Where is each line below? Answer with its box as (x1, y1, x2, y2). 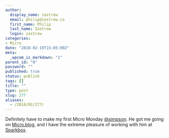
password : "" (5, 64, 33, 69)
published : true (5, 69, 40, 74)
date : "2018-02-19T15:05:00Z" (5, 45, 70, 50)
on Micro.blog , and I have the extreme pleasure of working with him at (5, 122, 153, 128)
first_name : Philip (10, 21, 51, 27)
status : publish (5, 74, 40, 79)
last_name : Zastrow (10, 26, 51, 32)
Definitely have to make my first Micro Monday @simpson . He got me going (5, 116, 164, 122)
